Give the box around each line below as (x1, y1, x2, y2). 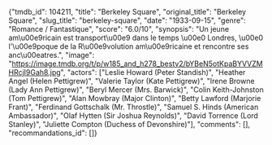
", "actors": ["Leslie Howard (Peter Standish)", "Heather (60, 68, 246, 77)
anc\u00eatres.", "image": (8, 51, 95, 59)
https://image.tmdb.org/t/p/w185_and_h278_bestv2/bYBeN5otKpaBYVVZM (11, 59, 263, 68)
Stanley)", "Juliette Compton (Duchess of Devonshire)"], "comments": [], (8, 120, 250, 129)
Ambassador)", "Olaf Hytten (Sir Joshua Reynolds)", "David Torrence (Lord (8, 111, 258, 121)
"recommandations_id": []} (8, 128, 97, 138)
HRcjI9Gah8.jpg (8, 68, 61, 77)
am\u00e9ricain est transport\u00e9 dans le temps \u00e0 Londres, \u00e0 (8, 33, 264, 42)
